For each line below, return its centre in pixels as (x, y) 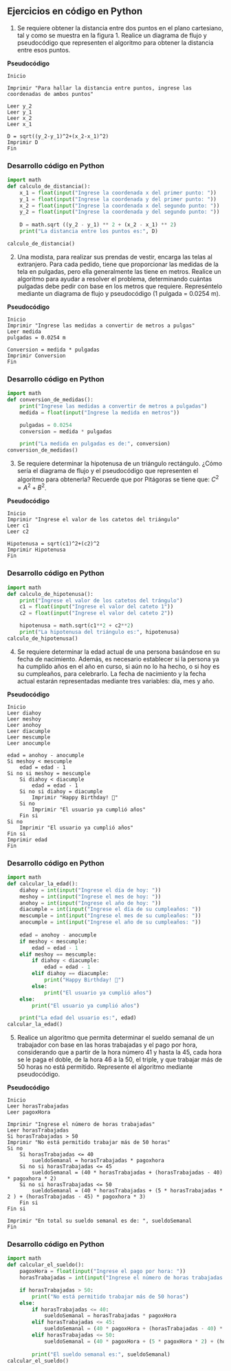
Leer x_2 (20, 118)
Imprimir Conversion (37, 356)
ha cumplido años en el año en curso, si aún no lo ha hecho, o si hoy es (118, 666)
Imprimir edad (27, 840)
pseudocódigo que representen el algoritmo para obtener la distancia (115, 42)
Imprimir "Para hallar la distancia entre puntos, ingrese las (100, 88)
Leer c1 (18, 526)
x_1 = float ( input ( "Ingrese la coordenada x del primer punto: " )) (118, 192)
